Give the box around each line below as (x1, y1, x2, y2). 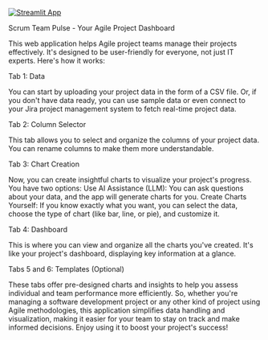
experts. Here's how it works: (8, 56, 106, 65)
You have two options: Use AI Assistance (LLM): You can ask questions (8, 183, 244, 193)
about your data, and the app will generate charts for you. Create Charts (8, 192, 247, 201)
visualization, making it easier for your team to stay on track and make (8, 314, 241, 323)
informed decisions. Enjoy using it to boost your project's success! (8, 322, 229, 332)
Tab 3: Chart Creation (8, 159, 80, 169)
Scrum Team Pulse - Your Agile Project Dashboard (8, 23, 175, 32)
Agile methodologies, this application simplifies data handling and (8, 305, 225, 315)
